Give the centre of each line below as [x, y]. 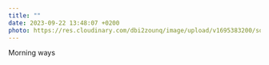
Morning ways [32, 53]
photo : [19, 30]
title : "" [25, 15]
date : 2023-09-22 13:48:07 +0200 [64, 23]
